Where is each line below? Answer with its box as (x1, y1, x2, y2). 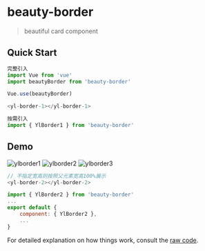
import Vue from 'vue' (7, 72, 72, 79)
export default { (7, 204, 57, 211)
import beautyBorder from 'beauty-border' (7, 78, 131, 85)
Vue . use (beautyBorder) (7, 90, 72, 97)
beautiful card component (23, 27, 99, 35)
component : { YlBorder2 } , (19, 211, 97, 218)
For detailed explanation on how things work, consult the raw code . (7, 236, 199, 244)
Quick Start (7, 47, 57, 59)
